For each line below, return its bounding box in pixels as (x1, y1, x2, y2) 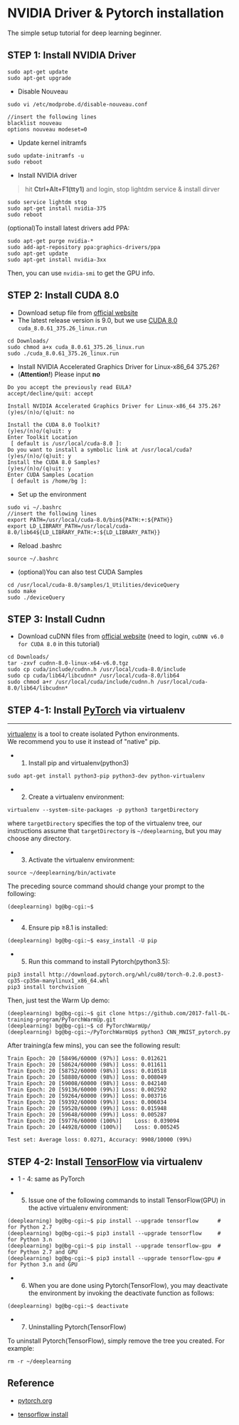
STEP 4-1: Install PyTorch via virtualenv (7, 704, 186, 716)
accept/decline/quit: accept (7, 390, 94, 397)
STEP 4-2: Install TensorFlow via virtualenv (7, 1155, 203, 1168)
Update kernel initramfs (17, 138, 87, 147)
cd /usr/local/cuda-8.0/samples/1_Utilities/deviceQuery (7, 581, 180, 588)
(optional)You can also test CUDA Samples (17, 568, 143, 576)
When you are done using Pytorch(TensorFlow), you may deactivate (28, 1282, 228, 1289)
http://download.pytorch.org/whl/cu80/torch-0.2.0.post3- (48, 971, 224, 979)
